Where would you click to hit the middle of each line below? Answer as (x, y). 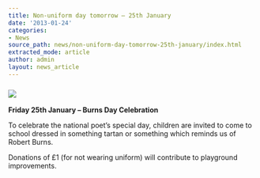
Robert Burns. (31, 142)
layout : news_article (44, 67)
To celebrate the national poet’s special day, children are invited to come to (130, 125)
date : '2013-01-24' (40, 23)
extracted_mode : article (49, 52)
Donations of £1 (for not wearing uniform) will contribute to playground (123, 157)
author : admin (32, 60)
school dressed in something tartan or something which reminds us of (122, 134)
